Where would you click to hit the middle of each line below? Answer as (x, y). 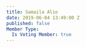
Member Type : (23, 29)
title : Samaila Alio (32, 12)
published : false (28, 23)
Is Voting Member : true (41, 35)
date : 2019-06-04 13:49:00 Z (43, 18)
